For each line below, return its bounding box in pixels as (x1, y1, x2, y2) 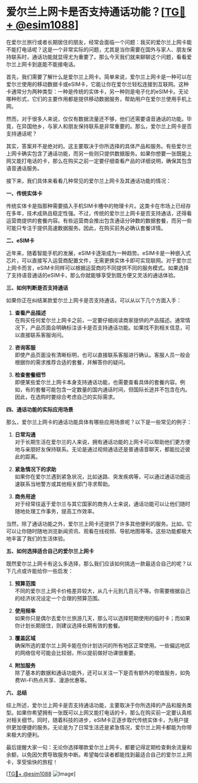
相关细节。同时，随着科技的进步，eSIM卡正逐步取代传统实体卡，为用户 (11, 716, 184, 723)
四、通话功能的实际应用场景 (6, 405, 74, 413)
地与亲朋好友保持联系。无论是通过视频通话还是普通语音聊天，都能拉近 (14, 445, 186, 453)
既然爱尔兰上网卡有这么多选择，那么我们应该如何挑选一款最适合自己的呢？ (6, 560, 187, 567)
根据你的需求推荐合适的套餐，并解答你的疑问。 (14, 358, 128, 366)
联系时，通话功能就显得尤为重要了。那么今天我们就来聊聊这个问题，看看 (11, 53, 187, 60)
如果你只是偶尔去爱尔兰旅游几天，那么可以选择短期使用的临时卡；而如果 (14, 614, 190, 621)
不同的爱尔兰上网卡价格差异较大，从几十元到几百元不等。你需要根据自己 (14, 587, 190, 594)
